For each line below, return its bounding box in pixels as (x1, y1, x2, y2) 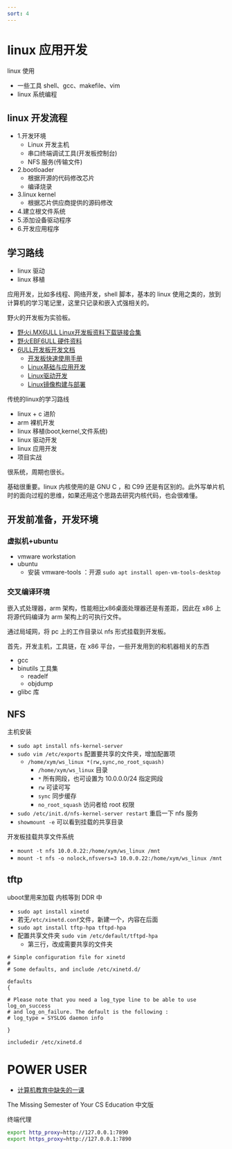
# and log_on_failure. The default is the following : (7, 1008, 169, 1015)
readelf (27, 672, 48, 681)
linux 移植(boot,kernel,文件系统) (17, 427, 108, 436)
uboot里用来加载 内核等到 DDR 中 (7, 893, 102, 901)
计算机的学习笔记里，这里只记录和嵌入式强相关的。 (7, 299, 153, 307)
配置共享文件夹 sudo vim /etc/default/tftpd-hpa (17, 931, 158, 939)
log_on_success (7, 1002, 51, 1010)
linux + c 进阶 (17, 410, 56, 418)
